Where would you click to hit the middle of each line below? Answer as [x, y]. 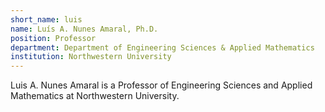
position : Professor [53, 38]
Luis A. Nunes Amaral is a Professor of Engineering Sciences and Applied [161, 85]
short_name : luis [46, 19]
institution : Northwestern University [91, 57]
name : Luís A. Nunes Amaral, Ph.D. [84, 29]
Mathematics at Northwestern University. [95, 96]
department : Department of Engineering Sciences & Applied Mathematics [162, 47]
